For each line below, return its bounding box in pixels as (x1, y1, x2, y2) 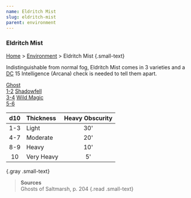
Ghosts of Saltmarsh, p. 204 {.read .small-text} (20, 185, 134, 192)
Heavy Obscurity (64, 114, 113, 122)
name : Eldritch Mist (6, 8, 57, 15)
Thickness (26, 114, 57, 122)
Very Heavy (26, 152, 59, 160)
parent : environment (6, 19, 57, 25)
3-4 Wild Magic (6, 93, 44, 100)
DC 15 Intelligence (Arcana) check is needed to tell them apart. (6, 70, 157, 77)
